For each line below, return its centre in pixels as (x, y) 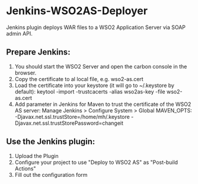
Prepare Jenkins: (38, 52)
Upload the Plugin (36, 156)
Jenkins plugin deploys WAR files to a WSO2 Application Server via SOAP (96, 27)
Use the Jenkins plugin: (51, 142)
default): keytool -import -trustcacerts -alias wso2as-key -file (90, 91)
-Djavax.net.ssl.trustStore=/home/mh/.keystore (72, 117)
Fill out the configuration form (51, 175)
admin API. (19, 33)
